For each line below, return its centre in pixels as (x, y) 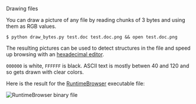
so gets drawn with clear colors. (45, 72)
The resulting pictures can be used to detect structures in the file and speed (98, 48)
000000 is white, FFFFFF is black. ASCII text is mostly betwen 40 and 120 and (98, 66)
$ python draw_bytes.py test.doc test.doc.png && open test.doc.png (92, 37)
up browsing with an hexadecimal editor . (55, 54)
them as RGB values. (31, 26)
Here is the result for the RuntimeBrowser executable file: (76, 83)
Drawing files (22, 9)
